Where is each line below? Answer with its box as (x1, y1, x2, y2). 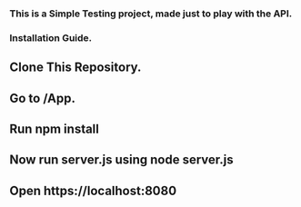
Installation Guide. (9, 31, 93, 44)
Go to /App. (9, 90, 75, 106)
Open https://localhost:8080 (9, 182, 177, 198)
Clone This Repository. (9, 60, 142, 75)
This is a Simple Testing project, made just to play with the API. (9, 7, 293, 20)
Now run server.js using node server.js (9, 153, 234, 168)
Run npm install (9, 122, 100, 137)
